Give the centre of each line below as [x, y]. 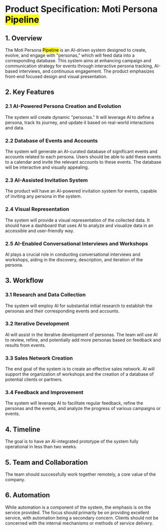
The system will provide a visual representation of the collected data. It [78, 220]
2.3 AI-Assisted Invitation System [47, 180]
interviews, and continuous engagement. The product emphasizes [87, 71]
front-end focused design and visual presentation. [56, 76]
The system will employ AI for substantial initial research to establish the [79, 306]
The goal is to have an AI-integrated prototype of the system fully [72, 441]
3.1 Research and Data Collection [45, 295]
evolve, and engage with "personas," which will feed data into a [70, 55]
